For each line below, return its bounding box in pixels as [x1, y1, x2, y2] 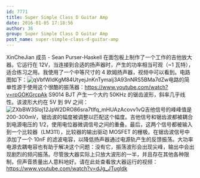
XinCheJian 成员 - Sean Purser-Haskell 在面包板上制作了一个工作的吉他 [6, 54, 182, 60]
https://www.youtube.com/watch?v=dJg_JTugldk [6, 165, 128, 172]
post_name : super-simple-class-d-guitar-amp [6, 36, 119, 42]
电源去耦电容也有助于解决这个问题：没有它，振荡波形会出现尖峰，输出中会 [6, 143, 189, 150]
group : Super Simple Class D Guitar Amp [6, 31, 109, 37]
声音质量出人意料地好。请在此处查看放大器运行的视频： [21, 158, 158, 165]
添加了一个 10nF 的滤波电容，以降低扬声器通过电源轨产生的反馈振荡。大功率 [6, 136, 193, 143]
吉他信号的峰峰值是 [144, 106, 192, 113]
